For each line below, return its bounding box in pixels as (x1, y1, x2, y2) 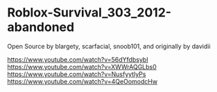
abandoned (7, 19, 75, 35)
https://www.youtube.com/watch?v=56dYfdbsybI (7, 55, 148, 63)
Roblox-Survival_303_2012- (7, 5, 172, 21)
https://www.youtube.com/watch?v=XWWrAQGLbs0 (7, 62, 157, 71)
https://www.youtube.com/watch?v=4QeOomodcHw (7, 77, 158, 85)
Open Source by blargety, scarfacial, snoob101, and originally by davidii (7, 42, 211, 50)
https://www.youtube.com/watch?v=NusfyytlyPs (7, 70, 146, 78)
